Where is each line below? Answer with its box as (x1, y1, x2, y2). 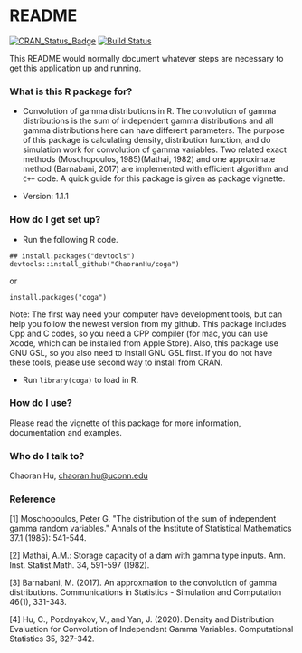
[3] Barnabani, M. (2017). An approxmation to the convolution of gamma (9, 577, 278, 589)
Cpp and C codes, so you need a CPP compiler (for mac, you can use (9, 328, 269, 339)
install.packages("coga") (9, 293, 107, 302)
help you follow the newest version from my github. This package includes (9, 318, 287, 329)
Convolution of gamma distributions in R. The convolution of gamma (22, 106, 277, 117)
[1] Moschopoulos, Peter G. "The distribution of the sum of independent (9, 514, 277, 524)
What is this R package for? (9, 85, 133, 98)
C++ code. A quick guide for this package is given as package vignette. (22, 173, 286, 184)
